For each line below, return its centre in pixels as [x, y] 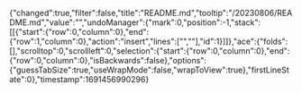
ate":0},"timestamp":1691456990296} [79, 79]
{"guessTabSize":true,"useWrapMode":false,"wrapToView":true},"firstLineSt [150, 70]
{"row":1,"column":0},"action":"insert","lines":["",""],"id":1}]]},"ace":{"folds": [149, 41]
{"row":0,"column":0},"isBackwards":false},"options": [108, 60]
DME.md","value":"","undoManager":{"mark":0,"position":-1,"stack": [135, 22]
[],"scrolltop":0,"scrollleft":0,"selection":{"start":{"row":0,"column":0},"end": [150, 51]
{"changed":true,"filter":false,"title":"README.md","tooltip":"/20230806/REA [151, 13]
